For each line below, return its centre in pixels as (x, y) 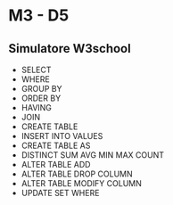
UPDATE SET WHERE (60, 193)
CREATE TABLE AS (56, 145)
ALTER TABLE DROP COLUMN (77, 174)
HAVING (37, 107)
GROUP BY (41, 89)
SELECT (36, 70)
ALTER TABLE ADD (56, 164)
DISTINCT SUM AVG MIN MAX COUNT (92, 155)
